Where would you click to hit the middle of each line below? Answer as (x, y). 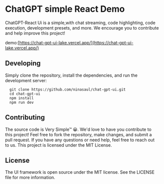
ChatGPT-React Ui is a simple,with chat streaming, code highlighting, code (80, 23)
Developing (23, 63)
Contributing (25, 117)
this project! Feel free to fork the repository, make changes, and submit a (79, 134)
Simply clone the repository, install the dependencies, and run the (71, 75)
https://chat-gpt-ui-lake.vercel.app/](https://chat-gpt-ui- (76, 42)
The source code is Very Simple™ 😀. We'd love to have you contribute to (78, 129)
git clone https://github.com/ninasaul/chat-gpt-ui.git (68, 90)
